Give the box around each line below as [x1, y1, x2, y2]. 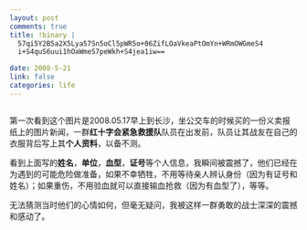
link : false [9, 72, 55, 82]
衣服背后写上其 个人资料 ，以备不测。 [9, 138, 146, 149]
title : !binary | [9, 30, 76, 39]
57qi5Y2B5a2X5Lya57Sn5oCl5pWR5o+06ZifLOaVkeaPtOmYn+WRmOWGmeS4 [17, 38, 263, 48]
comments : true [9, 22, 68, 31]
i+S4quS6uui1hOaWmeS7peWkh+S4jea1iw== [17, 47, 166, 57]
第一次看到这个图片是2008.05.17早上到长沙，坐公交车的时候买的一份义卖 [9, 115, 283, 126]
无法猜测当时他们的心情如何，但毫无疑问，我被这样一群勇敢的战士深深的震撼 [9, 199, 298, 210]
